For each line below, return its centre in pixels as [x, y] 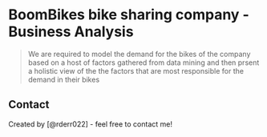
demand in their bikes [64, 79]
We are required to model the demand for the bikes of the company [139, 54]
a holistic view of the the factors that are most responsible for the [136, 71]
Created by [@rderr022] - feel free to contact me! [90, 124]
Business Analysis [71, 32]
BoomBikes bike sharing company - [129, 15]
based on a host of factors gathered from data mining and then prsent [144, 62]
